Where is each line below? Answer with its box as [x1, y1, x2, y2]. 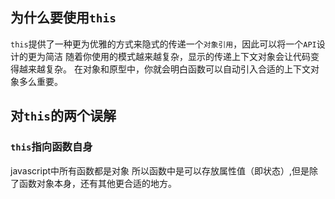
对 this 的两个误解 [10, 108, 117, 125]
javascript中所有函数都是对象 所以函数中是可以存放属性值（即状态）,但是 [10, 164, 310, 177]
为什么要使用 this [10, 9, 117, 27]
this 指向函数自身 [10, 140, 93, 154]
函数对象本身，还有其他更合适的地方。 [18, 177, 177, 189]
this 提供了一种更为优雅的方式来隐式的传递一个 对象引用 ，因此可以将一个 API [10, 38, 317, 50]
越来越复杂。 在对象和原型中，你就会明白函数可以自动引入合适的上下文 [18, 63, 311, 75]
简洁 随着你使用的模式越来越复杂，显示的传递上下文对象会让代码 [44, 50, 311, 62]
